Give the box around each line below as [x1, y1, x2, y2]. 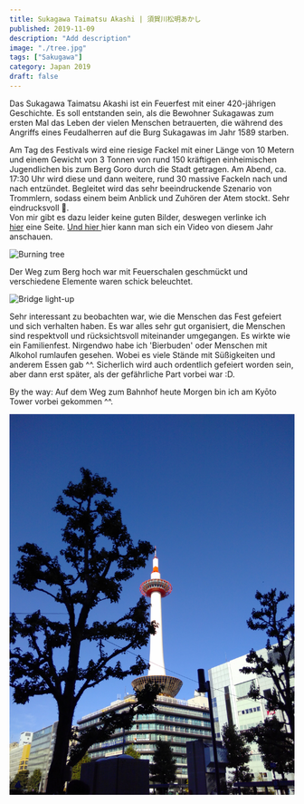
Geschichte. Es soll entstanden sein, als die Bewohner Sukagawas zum [9, 107, 274, 118]
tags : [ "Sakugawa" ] [9, 53, 83, 63]
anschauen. [9, 231, 53, 242]
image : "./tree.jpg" [9, 44, 88, 53]
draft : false [9, 73, 59, 82]
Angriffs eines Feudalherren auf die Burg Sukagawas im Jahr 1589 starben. [9, 127, 290, 138]
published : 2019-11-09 [9, 24, 95, 34]
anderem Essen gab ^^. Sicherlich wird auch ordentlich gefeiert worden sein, [9, 359, 294, 370]
